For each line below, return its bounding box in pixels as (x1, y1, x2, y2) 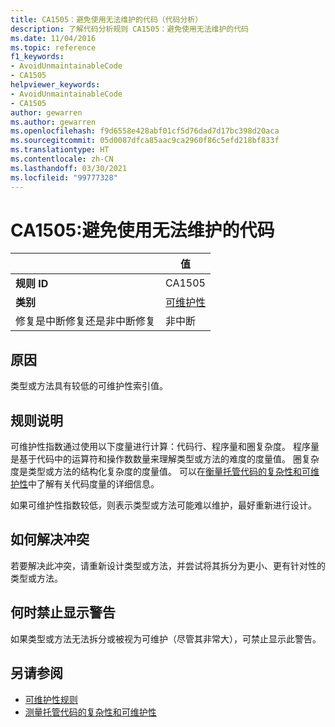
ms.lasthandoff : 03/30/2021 (10, 163, 128, 173)
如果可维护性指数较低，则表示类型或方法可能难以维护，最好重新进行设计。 (10, 499, 317, 511)
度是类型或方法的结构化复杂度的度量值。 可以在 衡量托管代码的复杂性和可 (10, 466, 311, 478)
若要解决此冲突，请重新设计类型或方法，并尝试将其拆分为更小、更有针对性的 (10, 559, 326, 571)
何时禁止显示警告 (10, 604, 116, 621)
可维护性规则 (24, 693, 78, 705)
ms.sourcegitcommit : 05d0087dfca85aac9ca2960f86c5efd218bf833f (10, 136, 280, 146)
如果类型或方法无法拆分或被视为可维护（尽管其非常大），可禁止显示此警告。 (10, 632, 322, 645)
